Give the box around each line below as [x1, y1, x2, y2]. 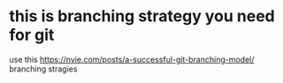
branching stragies [9, 64, 78, 74]
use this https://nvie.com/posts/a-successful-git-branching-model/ [9, 54, 255, 64]
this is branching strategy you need [9, 6, 276, 26]
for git [9, 25, 55, 45]
